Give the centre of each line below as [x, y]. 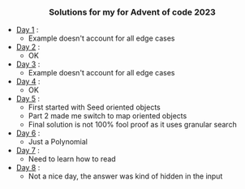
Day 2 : [28, 47]
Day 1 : [27, 30]
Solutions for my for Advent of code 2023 [132, 12]
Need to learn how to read [72, 159]
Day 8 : [28, 168]
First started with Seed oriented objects [94, 107]
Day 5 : [28, 99]
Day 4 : [28, 82]
